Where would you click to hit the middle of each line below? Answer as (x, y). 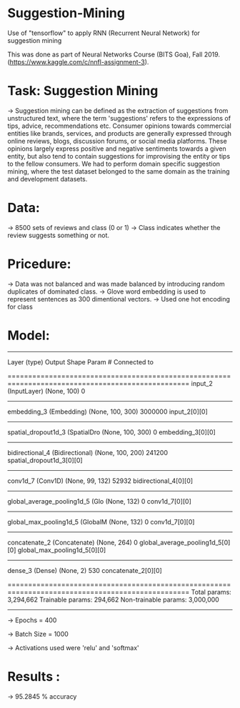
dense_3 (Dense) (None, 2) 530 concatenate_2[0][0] (85, 570)
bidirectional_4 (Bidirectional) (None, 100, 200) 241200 (87, 452)
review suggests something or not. (58, 235)
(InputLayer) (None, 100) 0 (46, 391)
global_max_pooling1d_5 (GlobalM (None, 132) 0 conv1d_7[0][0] (101, 522)
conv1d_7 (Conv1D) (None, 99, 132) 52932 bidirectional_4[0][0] (100, 481)
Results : (34, 676)
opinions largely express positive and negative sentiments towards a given (117, 149)
